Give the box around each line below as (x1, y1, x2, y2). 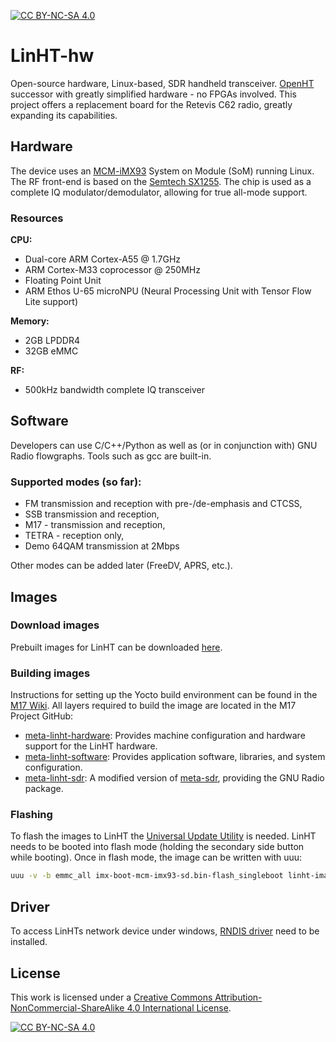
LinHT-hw (10, 45, 95, 67)
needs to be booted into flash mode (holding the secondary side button (10, 841, 305, 853)
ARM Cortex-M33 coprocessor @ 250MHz (24, 264, 201, 276)
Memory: (10, 315, 50, 327)
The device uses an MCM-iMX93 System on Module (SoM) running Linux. (10, 165, 315, 177)
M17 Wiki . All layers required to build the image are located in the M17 (10, 700, 297, 712)
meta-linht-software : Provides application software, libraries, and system (24, 751, 326, 763)
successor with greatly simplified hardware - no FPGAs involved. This (10, 88, 297, 100)
